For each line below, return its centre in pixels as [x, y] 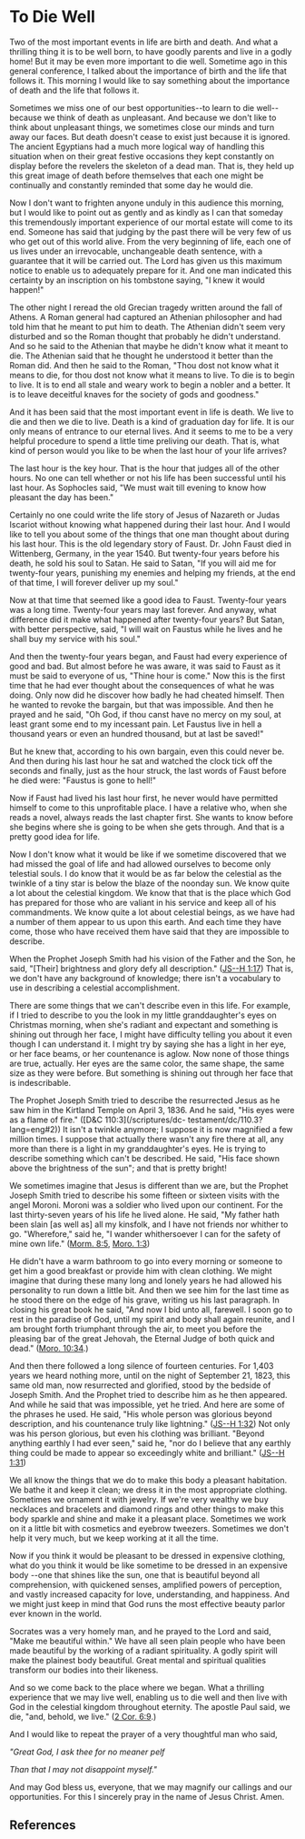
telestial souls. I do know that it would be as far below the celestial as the [146, 873]
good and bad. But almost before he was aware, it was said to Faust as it [145, 666]
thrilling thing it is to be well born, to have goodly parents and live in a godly [151, 51]
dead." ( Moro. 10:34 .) [49, 1348]
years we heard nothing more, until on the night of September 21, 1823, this [150, 1375]
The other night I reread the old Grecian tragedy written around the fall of [146, 307]
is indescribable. [40, 1082]
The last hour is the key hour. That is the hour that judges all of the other [144, 468]
